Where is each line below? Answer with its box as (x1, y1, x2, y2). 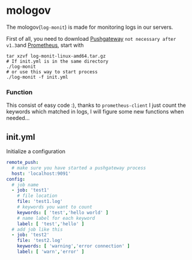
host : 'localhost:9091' (11, 171, 71, 177)
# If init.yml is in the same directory (6, 58, 109, 64)
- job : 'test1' (11, 187, 50, 193)
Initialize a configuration (6, 148, 66, 155)
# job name (11, 181, 39, 188)
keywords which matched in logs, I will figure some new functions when (6, 108, 184, 115)
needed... (6, 115, 30, 122)
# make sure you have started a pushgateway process (11, 165, 146, 171)
